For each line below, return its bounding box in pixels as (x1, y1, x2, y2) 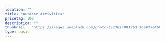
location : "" (5, 7, 32, 12)
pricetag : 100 (5, 16, 34, 21)
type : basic (5, 29, 29, 34)
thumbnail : (5, 25, 29, 30)
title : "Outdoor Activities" (5, 12, 65, 16)
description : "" (5, 20, 38, 26)
